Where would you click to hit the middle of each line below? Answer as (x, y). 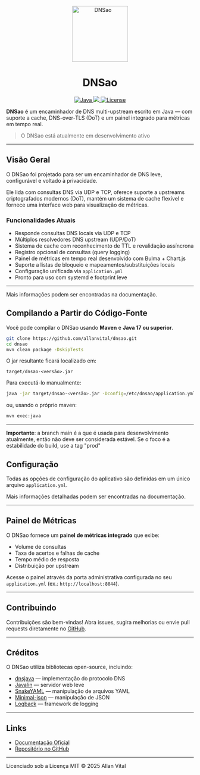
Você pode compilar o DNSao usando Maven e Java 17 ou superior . (90, 327)
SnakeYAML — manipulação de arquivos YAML (72, 691)
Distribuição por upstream (47, 565)
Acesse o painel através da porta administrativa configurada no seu (89, 577)
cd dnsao (17, 344)
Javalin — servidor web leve (49, 685)
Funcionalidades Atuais (41, 220)
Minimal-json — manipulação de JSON (62, 698)
